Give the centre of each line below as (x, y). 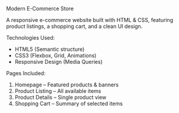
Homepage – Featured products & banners (67, 85)
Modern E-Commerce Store (40, 9)
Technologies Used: (31, 38)
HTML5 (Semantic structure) (49, 49)
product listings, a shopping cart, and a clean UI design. (74, 26)
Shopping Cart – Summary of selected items (69, 104)
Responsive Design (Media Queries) (58, 62)
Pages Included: (26, 73)
